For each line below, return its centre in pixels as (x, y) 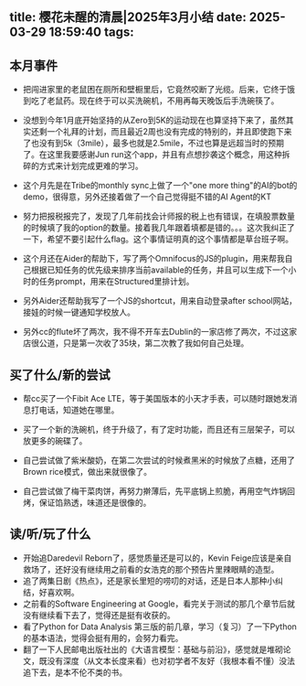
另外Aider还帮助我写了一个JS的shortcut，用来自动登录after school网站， (159, 301)
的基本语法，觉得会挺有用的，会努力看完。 (103, 638)
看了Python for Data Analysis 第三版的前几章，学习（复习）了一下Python (159, 627)
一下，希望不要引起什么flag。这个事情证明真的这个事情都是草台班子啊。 (158, 239)
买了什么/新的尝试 (60, 375)
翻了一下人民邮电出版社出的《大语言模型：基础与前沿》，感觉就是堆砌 (153, 649)
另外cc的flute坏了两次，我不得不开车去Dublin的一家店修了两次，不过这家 (160, 332)
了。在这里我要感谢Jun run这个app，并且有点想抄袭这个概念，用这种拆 (156, 155)
